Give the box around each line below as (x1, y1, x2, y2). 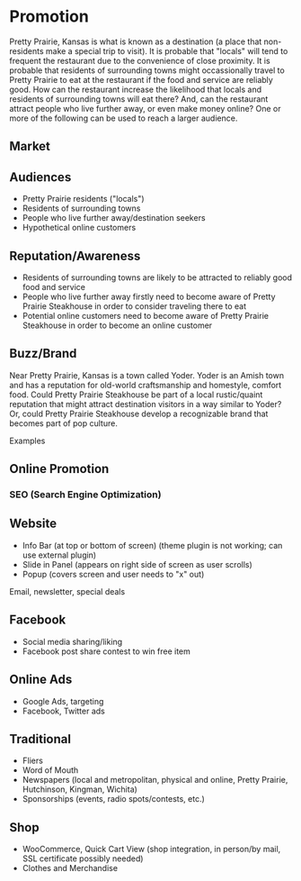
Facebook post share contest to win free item (22, 646, 191, 657)
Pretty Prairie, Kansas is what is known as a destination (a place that (9, 36, 262, 47)
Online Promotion (9, 461, 110, 477)
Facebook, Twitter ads (22, 705, 105, 716)
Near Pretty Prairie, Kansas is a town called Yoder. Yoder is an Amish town (9, 369, 285, 380)
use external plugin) (22, 549, 97, 560)
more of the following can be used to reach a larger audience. (9, 113, 238, 123)
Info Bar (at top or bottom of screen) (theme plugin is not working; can (22, 540, 283, 550)
